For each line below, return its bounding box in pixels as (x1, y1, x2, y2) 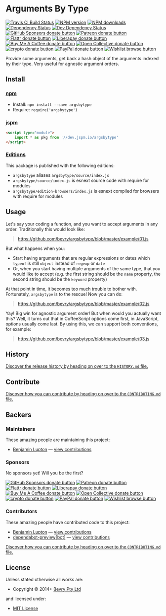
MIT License (12, 606, 39, 612)
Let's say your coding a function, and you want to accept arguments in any (5, 221, 158, 227)
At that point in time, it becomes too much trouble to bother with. (5, 286, 137, 292)
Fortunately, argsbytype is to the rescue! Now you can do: (5, 291, 123, 297)
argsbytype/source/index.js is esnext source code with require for (12, 177, 149, 183)
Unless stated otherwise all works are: (5, 577, 83, 583)
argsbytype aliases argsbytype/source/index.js (12, 172, 109, 178)
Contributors (5, 508, 38, 515)
